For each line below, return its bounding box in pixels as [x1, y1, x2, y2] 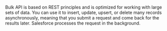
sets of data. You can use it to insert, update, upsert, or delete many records [5, 9, 162, 15]
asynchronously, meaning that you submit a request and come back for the [5, 15, 160, 20]
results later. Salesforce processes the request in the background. [5, 20, 141, 26]
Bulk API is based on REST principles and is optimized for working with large [5, 4, 162, 10]
